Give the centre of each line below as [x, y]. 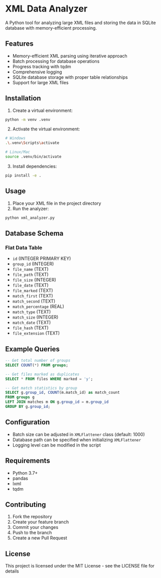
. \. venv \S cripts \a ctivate [32, 143]
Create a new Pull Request [40, 538]
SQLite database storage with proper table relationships [70, 77]
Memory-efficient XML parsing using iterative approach [70, 56]
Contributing [26, 504]
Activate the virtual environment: [46, 129]
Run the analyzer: [31, 208]
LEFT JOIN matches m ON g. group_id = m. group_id [57, 402]
